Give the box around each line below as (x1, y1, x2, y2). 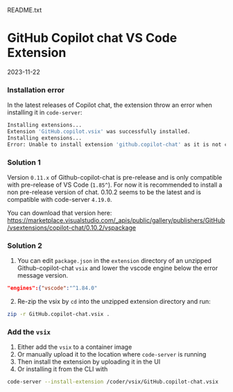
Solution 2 (7, 241, 43, 250)
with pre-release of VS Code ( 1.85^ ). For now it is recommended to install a (7, 180, 223, 189)
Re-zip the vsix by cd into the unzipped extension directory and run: (17, 298, 212, 306)
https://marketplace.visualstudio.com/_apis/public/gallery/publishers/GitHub (7, 216, 225, 225)
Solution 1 (7, 157, 41, 167)
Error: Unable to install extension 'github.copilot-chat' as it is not (7, 141, 222, 148)
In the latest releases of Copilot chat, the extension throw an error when (7, 101, 213, 110)
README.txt (7, 6, 42, 14)
